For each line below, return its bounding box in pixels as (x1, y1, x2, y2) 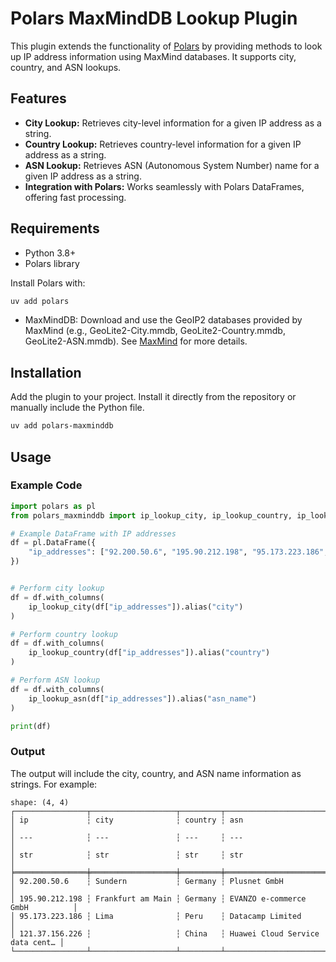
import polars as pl (10, 501, 97, 511)
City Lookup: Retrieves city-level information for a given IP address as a (24, 117, 322, 129)
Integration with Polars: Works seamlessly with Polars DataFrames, (24, 180, 305, 192)
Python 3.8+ (24, 247, 77, 259)
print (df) (10, 721, 52, 731)
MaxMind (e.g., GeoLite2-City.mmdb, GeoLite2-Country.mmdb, (24, 325, 286, 337)
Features (10, 90, 67, 107)
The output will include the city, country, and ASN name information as (10, 767, 302, 779)
